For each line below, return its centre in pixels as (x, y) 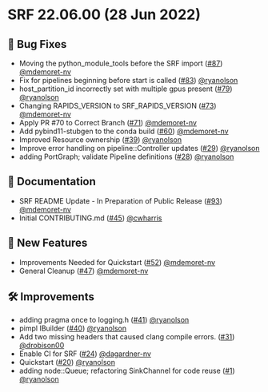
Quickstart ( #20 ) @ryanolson (67, 362)
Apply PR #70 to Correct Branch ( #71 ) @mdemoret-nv (108, 123)
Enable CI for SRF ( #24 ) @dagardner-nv (85, 354)
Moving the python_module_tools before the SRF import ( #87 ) (121, 63)
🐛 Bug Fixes (37, 44)
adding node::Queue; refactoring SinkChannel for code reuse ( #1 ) (127, 371)
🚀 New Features (48, 243)
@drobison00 (42, 346)
